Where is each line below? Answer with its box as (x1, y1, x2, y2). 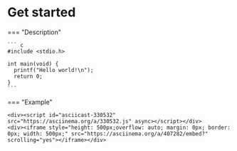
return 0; (14, 73, 43, 80)
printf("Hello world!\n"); (14, 66, 94, 73)
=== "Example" (7, 98, 53, 106)
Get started (7, 4, 76, 21)
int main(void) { (7, 60, 59, 68)
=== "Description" (7, 28, 62, 36)
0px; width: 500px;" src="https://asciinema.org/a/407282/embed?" (7, 130, 209, 137)
